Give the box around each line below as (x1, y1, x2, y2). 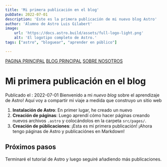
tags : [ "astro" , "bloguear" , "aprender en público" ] (5, 40, 117, 45)
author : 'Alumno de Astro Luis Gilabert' (5, 21, 93, 26)
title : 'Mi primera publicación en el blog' (5, 7, 99, 12)
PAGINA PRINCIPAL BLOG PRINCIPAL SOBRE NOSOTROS (5, 58, 123, 64)
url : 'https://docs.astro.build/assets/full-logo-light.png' (14, 30, 144, 35)
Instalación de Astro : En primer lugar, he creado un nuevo (12, 107, 133, 113)
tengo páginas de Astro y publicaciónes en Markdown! (12, 128, 125, 134)
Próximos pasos (5, 143, 56, 151)
